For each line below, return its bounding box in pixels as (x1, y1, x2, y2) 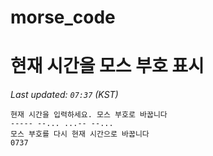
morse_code (10, 6, 116, 29)
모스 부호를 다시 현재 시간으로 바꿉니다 (10, 129, 150, 140)
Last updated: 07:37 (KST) (10, 89, 119, 101)
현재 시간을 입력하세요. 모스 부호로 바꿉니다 (10, 110, 168, 120)
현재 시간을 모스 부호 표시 (10, 55, 205, 78)
